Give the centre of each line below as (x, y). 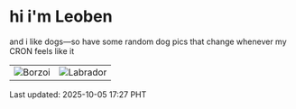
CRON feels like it (42, 50)
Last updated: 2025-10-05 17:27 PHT (78, 94)
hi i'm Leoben (61, 17)
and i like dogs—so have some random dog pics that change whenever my (148, 41)
